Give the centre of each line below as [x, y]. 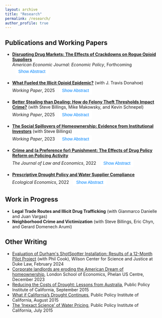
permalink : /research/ [28, 18]
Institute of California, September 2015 [51, 289]
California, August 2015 [35, 300]
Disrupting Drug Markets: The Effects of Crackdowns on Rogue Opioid [84, 54]
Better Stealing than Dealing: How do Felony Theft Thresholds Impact [83, 102]
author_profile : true [27, 23]
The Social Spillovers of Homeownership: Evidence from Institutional [83, 126]
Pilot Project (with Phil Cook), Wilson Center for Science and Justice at [82, 259]
